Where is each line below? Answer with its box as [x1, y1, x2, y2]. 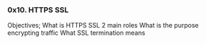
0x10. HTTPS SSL [7, 5, 69, 15]
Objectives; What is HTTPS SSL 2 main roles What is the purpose [7, 21, 199, 30]
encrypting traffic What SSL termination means [7, 28, 145, 37]
